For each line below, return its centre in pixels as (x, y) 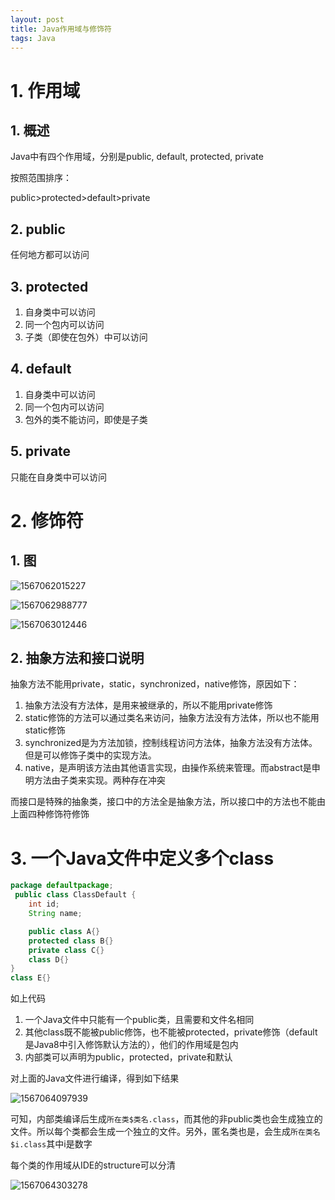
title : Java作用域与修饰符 (61, 29)
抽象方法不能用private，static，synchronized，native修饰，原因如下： (155, 684)
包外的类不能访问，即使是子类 (86, 419)
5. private (41, 451)
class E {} (31, 978)
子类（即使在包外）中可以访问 (86, 337)
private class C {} (66, 950)
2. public (38, 229)
